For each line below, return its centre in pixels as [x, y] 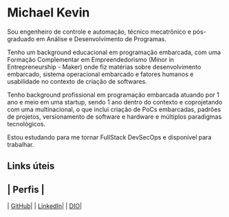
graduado [21, 38]
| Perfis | [26, 189]
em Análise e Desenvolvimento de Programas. [101, 38]
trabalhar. [21, 144]
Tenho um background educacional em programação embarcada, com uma [114, 52]
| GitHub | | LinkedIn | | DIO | [45, 206]
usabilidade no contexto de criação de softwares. [77, 81]
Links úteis [31, 166]
